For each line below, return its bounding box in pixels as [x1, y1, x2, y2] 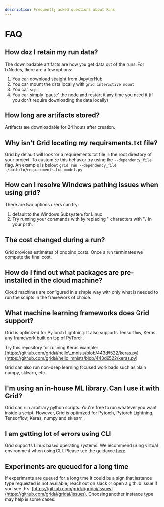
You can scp [12, 86, 37, 92]
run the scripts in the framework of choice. [5, 294, 92, 300]
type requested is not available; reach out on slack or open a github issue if [5, 480, 158, 486]
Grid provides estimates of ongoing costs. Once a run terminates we [5, 249, 143, 254]
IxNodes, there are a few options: [5, 66, 73, 72]
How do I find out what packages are [5, 268, 119, 277]
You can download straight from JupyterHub [12, 76, 103, 82]
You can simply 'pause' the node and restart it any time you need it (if [12, 92, 153, 98]
